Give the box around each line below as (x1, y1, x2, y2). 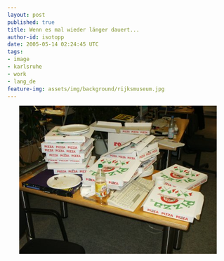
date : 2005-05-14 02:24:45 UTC (7, 41, 99, 48)
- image (7, 56, 30, 63)
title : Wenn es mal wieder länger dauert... (7, 26, 140, 33)
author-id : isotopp (7, 34, 65, 41)
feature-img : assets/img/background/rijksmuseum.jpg (7, 85, 165, 93)
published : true (7, 18, 55, 26)
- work (7, 70, 27, 77)
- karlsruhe (7, 63, 42, 70)
